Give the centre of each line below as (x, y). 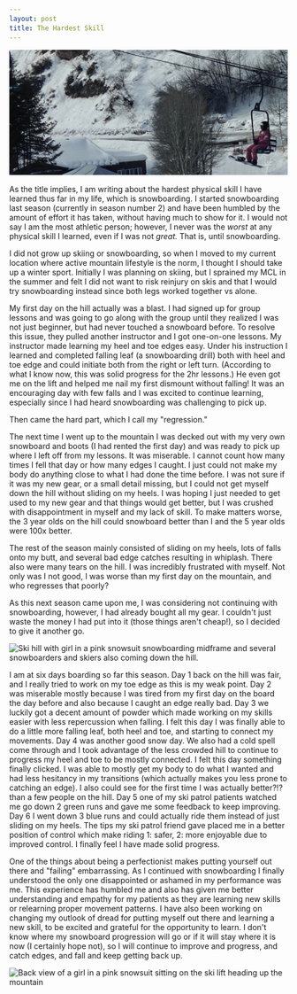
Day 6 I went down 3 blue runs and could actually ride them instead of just (145, 816)
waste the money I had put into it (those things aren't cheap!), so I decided (145, 621)
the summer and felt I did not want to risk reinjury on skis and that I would (143, 281)
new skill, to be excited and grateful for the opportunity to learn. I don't (138, 927)
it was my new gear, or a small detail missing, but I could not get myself (139, 484)
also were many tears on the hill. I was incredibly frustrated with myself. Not (147, 566)
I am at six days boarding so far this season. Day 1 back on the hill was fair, (145, 674)
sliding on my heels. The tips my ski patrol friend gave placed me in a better (147, 825)
